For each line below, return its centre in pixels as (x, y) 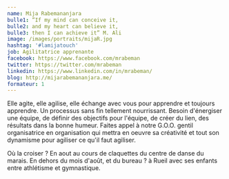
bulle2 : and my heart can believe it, (63, 26)
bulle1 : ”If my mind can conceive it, (63, 20)
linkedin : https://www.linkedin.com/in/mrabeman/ (80, 71)
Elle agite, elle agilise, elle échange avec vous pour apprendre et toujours (111, 103)
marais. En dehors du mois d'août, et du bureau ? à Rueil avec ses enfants (112, 161)
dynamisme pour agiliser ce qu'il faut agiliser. (71, 140)
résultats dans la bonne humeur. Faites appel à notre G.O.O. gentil (100, 125)
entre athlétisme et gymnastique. (54, 168)
